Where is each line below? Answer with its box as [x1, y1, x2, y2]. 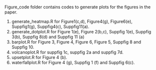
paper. [4, 9, 17, 15]
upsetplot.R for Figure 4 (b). [11, 55, 67, 60]
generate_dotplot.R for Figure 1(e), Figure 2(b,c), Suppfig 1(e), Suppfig [11, 29, 151, 34]
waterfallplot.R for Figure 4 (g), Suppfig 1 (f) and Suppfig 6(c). [11, 60, 135, 65]
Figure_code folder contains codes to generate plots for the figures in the [4, 4, 151, 10]
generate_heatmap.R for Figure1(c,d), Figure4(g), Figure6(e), [11, 19, 133, 24]
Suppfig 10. [11, 44, 34, 50]
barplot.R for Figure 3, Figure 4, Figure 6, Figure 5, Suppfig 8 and [11, 39, 141, 45]
